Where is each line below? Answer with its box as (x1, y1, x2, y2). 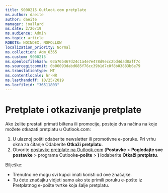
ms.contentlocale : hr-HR (5, 73, 57, 78)
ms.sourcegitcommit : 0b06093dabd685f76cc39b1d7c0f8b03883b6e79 (5, 63, 141, 69)
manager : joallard (5, 21, 44, 27)
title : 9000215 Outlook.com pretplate (5, 7, 87, 13)
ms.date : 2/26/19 (5, 26, 42, 31)
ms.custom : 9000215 (5, 54, 46, 59)
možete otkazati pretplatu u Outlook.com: (5, 126, 92, 132)
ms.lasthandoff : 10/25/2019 (5, 78, 64, 83)
